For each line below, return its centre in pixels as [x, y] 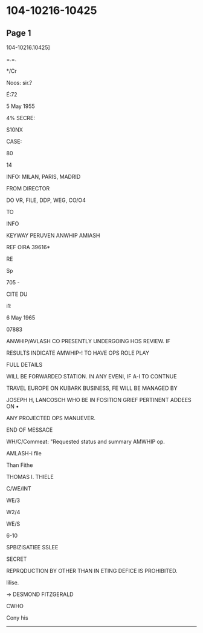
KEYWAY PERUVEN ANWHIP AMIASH [53, 235]
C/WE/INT [19, 488]
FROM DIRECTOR [28, 188]
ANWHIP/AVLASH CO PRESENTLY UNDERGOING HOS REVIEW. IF [89, 341]
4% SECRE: [21, 118]
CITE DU [17, 294]
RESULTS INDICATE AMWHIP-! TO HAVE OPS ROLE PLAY [78, 353]
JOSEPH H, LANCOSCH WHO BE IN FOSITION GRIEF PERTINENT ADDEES [99, 400]
